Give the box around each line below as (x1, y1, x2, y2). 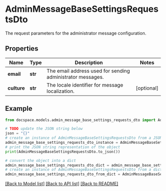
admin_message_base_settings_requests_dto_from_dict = (5, 172, 121, 177)
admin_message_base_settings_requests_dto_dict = (5, 162, 110, 168)
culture (7, 85, 25, 92)
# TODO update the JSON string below (5, 127, 83, 131)
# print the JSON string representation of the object (5, 144, 121, 150)
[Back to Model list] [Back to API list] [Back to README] (5, 181, 119, 187)
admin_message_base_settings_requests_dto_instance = (5, 140, 119, 145)
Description (75, 59, 103, 66)
